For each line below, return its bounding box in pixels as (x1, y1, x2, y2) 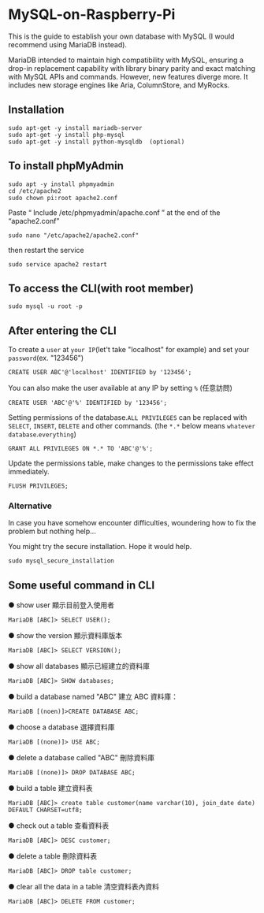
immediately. (8, 467, 50, 477)
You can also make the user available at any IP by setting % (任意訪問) (8, 384, 232, 393)
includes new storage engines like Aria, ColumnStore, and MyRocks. (8, 80, 230, 90)
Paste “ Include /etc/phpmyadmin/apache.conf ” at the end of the (8, 207, 221, 217)
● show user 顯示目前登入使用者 (8, 600, 114, 610)
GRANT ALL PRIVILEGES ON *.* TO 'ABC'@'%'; (8, 445, 154, 453)
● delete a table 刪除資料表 (8, 852, 97, 861)
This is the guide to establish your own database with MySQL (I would (8, 32, 235, 41)
